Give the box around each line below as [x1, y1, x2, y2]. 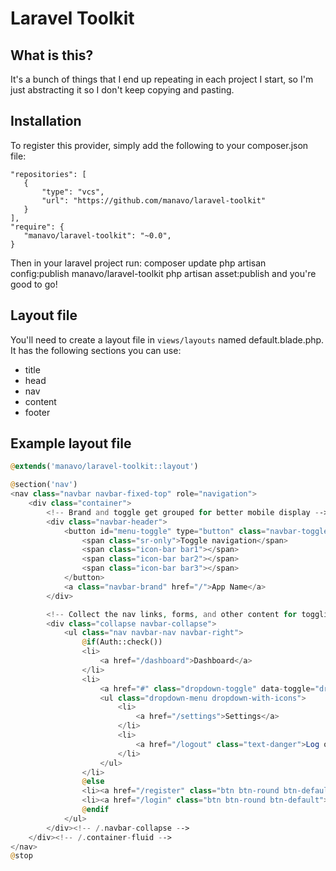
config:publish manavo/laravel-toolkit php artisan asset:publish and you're [10, 267, 317, 279]
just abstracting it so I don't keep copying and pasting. [10, 84, 235, 96]
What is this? [10, 47, 94, 64]
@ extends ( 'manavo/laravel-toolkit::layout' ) [10, 462, 199, 472]
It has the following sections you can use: [10, 344, 182, 356]
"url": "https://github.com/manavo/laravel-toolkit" [41, 195, 267, 206]
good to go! [10, 278, 58, 290]
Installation [10, 113, 82, 130]
